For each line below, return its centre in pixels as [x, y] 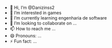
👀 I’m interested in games [36, 13]
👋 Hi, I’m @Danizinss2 [32, 8]
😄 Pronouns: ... [26, 36]
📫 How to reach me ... [33, 29]
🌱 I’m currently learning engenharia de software [58, 18]
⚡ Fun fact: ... [23, 41]
